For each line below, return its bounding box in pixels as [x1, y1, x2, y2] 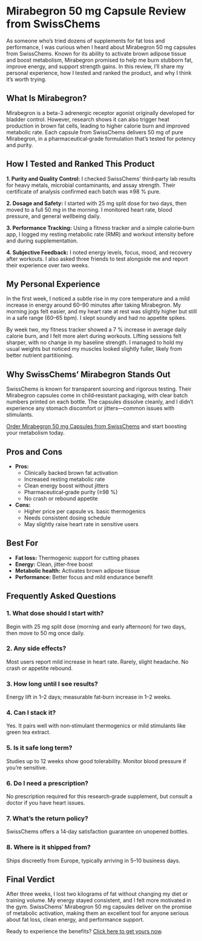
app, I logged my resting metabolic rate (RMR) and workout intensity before [6, 230, 195, 238]
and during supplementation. [6, 237, 79, 244]
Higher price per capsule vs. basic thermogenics [24, 508, 146, 515]
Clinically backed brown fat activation [24, 469, 118, 476]
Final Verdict [6, 874, 55, 884]
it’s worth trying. [6, 76, 47, 83]
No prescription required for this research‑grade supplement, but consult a [6, 792, 192, 799]
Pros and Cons [6, 446, 62, 457]
